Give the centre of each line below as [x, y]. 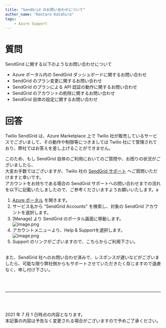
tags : [11, 19]
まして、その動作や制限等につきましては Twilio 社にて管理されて [92, 142]
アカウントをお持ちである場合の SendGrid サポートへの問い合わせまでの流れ [83, 184]
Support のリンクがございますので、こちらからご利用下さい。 [75, 242]
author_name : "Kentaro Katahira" [40, 14]
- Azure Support [31, 23]
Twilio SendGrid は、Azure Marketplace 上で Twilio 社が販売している [75, 136]
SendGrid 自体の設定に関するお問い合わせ [55, 99]
